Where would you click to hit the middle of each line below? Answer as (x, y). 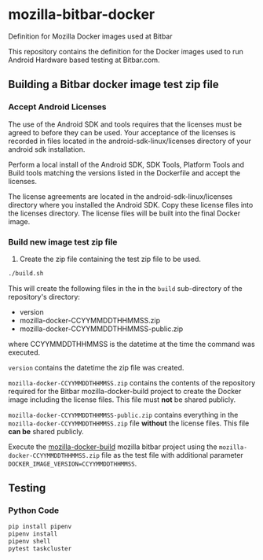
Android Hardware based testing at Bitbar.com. (84, 60)
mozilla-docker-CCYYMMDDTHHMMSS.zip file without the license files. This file (129, 423)
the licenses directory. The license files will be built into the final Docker (124, 213)
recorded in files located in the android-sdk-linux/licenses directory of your (130, 141)
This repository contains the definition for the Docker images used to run (126, 51)
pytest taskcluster (40, 549)
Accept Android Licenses (57, 107)
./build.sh (26, 273)
